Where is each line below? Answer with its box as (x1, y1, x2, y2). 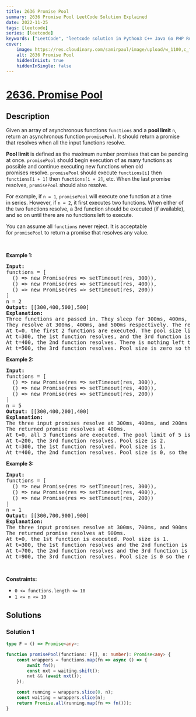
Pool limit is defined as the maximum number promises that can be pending (6, 150, 188, 158)
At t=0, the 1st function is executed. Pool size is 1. (6, 536, 169, 543)
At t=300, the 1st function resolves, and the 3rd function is (6, 333, 191, 340)
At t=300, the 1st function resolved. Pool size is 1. (6, 443, 166, 450)
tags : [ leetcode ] (6, 25, 48, 31)
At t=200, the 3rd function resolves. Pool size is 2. (6, 437, 166, 444)
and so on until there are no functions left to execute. (6, 212, 134, 219)
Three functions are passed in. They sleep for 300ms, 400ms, (6, 316, 188, 322)
